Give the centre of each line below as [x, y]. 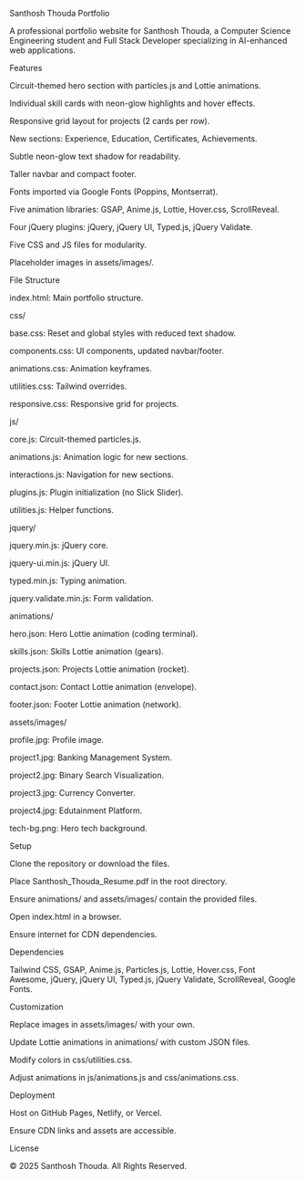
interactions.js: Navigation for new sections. [92, 475]
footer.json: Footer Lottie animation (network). [96, 705]
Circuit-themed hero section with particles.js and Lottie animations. [135, 85]
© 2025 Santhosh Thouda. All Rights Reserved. [98, 1166]
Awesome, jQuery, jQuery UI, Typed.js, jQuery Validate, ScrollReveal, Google [152, 979]
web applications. [42, 50]
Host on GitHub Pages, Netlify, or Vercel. [86, 1113]
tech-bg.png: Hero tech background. [78, 828]
